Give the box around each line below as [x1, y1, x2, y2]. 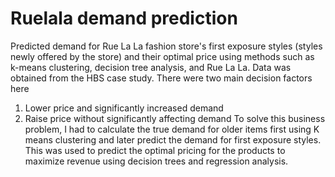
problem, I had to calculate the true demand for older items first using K [24, 123, 320, 135]
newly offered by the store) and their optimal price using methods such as [10, 50, 315, 62]
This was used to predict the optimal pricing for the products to [24, 144, 286, 156]
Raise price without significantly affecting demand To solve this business [24, 112, 326, 124]
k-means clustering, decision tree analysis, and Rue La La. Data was [10, 61, 292, 73]
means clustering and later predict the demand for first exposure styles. [24, 133, 322, 146]
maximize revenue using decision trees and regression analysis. [24, 155, 289, 167]
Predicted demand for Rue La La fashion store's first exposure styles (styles [10, 40, 323, 52]
